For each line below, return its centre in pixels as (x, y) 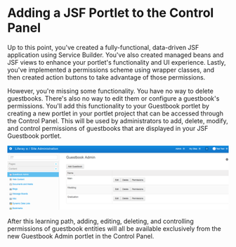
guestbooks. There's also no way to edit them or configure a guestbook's (113, 98)
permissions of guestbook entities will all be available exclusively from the (114, 228)
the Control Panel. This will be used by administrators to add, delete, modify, (118, 120)
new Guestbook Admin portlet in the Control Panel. (81, 236)
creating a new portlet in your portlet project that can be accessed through (115, 113)
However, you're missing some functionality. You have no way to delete (111, 91)
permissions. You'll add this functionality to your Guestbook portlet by (108, 106)
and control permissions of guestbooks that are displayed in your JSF (108, 128)
